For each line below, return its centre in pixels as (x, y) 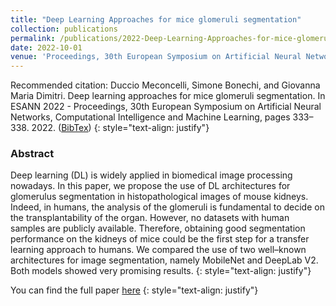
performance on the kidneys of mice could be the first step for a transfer (160, 239)
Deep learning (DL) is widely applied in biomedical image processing (151, 175)
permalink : (33, 38)
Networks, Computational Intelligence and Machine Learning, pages (150, 117)
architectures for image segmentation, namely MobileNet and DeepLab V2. (164, 260)
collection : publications (64, 29)
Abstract (32, 154)
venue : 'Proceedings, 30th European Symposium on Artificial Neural (156, 57)
